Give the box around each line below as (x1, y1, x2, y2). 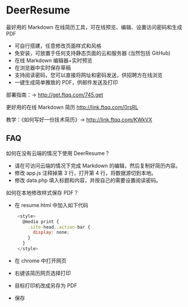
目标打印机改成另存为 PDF (14, 282, 77, 289)
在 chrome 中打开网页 (14, 257, 67, 264)
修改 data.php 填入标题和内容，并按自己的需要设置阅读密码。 (14, 177, 162, 184)
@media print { (22, 219, 59, 225)
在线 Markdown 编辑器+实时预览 (14, 57, 93, 64)
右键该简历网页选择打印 (14, 270, 71, 277)
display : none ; (33, 229, 70, 236)
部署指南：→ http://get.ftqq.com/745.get (6, 91, 104, 98)
